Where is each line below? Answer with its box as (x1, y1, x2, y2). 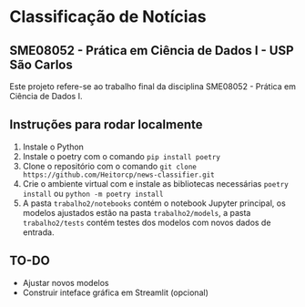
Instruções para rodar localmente (9, 117, 203, 133)
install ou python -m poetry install (22, 188, 164, 199)
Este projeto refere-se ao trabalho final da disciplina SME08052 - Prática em (9, 81, 296, 92)
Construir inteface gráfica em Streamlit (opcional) (22, 287, 209, 298)
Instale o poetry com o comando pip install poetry (22, 150, 221, 161)
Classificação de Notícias (9, 6, 207, 27)
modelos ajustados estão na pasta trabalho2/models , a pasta (22, 207, 251, 218)
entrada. (22, 226, 55, 238)
